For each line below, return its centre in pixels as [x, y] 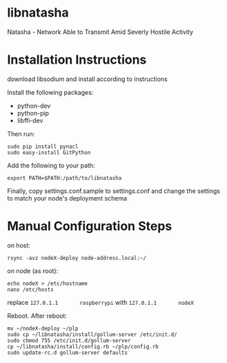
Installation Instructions [77, 60]
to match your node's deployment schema [67, 198]
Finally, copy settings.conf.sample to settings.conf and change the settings [114, 191]
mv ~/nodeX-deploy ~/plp [43, 328]
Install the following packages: [50, 92]
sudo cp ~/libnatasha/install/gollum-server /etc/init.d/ [92, 334]
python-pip [33, 113]
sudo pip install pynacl [43, 147]
